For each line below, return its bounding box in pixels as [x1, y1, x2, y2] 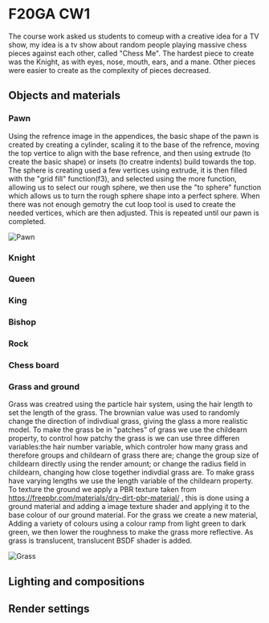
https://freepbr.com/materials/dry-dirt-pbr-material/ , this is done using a [8, 493, 250, 503]
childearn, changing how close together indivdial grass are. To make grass [8, 467, 255, 478]
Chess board [8, 360, 59, 371]
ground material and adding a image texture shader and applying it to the [8, 502, 251, 511]
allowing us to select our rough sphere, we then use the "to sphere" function [8, 182, 262, 192]
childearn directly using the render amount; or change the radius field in [8, 459, 247, 469]
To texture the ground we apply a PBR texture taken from [8, 485, 197, 495]
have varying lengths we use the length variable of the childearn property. [8, 476, 254, 486]
